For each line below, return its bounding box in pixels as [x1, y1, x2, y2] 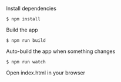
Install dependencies [6, 5, 57, 12]
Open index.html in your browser [6, 69, 85, 76]
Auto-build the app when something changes [6, 48, 116, 55]
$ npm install [6, 16, 41, 22]
